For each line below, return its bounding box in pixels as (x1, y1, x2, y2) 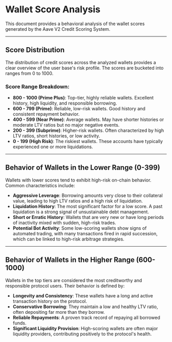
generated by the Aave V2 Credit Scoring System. (5, 26, 111, 32)
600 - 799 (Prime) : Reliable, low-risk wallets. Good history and (12, 106, 146, 112)
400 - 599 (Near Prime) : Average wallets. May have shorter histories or (12, 116, 164, 123)
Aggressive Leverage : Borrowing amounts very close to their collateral (12, 192, 163, 198)
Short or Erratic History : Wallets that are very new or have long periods (12, 214, 164, 220)
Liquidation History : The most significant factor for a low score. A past (12, 203, 163, 209)
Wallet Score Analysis (5, 4, 101, 15)
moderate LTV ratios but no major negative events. (12, 122, 120, 128)
